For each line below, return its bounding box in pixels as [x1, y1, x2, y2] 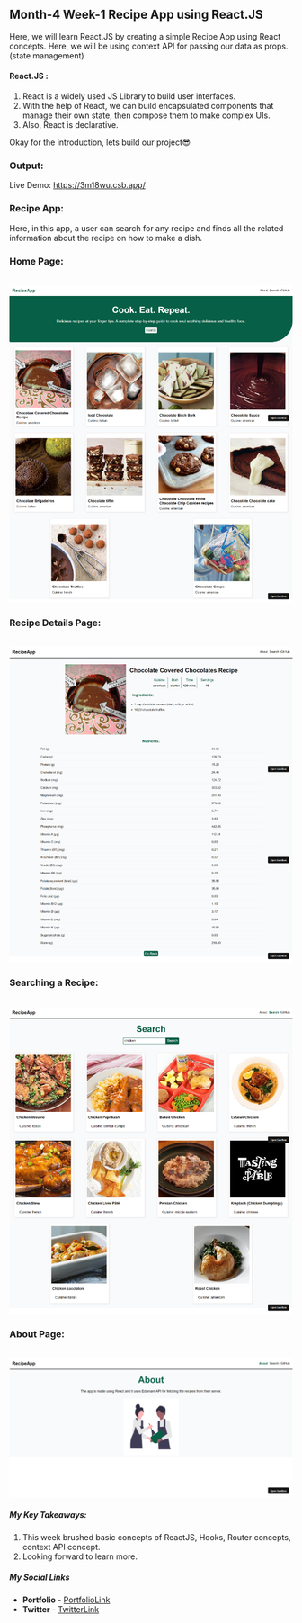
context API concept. [22, 1542, 101, 1553]
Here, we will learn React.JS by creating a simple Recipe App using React [9, 31, 281, 41]
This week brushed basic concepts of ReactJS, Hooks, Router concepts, [22, 1532, 291, 1543]
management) [32, 49, 84, 61]
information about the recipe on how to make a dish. [9, 232, 203, 243]
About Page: [9, 1327, 66, 1340]
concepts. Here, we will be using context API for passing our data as [9, 40, 262, 51]
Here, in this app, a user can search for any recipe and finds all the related [9, 222, 284, 233]
